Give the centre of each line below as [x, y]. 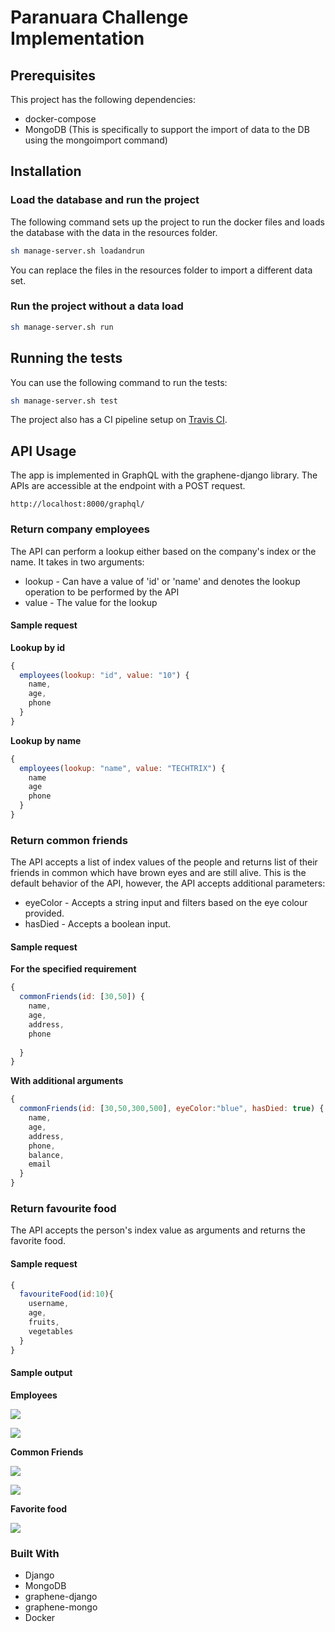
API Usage [43, 451]
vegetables [51, 1331]
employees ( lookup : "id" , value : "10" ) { [104, 675]
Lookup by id [38, 647]
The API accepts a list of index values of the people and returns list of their [164, 862]
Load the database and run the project [105, 200]
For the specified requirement [73, 969]
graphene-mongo [61, 1607]
